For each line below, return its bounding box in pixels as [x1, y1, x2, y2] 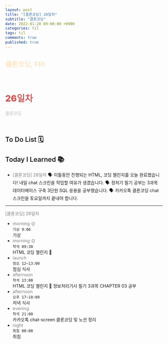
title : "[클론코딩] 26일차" [5, 12, 57, 17]
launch [12, 255, 26, 261]
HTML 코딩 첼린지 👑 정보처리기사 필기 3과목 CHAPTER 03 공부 [12, 283, 136, 289]
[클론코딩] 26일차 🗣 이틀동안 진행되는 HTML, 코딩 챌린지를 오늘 [12, 172, 138, 178]
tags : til [5, 30, 26, 35]
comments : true [5, 35, 37, 40]
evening [12, 305, 29, 311]
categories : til [5, 26, 39, 31]
